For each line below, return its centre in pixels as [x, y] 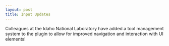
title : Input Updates [28, 14]
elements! [16, 39]
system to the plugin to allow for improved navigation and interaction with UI [84, 34]
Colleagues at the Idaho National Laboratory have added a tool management [84, 28]
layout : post [19, 10]
